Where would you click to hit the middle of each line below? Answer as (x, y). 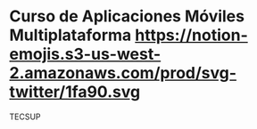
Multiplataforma (70, 35)
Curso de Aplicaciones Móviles (127, 16)
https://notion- (191, 35)
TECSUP (25, 117)
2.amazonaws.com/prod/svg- (123, 73)
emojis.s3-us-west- (85, 54)
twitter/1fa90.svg (75, 92)
